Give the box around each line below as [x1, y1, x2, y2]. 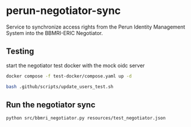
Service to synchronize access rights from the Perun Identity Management [6, 23, 186, 30]
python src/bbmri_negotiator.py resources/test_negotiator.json [6, 115, 166, 121]
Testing [6, 47, 34, 57]
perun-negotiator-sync [6, 4, 121, 17]
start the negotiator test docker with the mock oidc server [6, 62, 145, 69]
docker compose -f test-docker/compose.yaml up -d [6, 73, 132, 79]
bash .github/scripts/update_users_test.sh [6, 83, 114, 90]
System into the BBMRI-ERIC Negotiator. [6, 29, 103, 36]
